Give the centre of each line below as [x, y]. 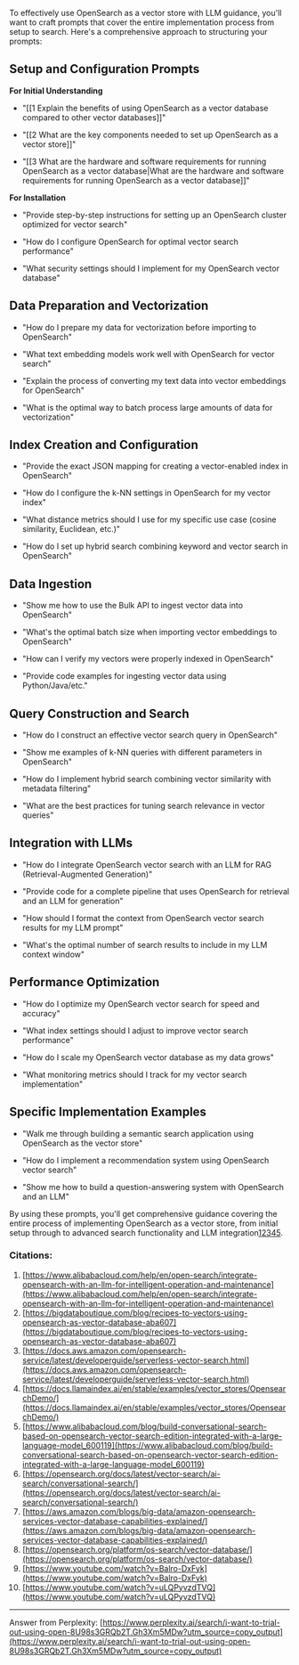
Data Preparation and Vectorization [109, 306]
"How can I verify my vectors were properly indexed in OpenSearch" [148, 659]
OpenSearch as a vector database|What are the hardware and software [153, 171]
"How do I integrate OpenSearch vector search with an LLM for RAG [147, 864]
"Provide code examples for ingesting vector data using [124, 676]
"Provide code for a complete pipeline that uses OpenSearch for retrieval [156, 891]
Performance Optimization [85, 982]
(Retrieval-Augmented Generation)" [87, 874]
